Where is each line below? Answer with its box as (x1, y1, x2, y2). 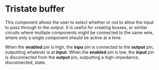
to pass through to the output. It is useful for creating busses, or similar (5, 24, 147, 30)
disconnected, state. (5, 59, 46, 65)
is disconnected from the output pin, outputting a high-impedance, (5, 54, 140, 60)
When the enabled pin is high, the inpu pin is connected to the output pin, (5, 44, 154, 50)
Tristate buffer (5, 3, 65, 14)
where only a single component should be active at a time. (5, 35, 122, 41)
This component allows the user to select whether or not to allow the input (5, 19, 154, 25)
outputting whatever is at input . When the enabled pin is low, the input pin (5, 49, 155, 55)
